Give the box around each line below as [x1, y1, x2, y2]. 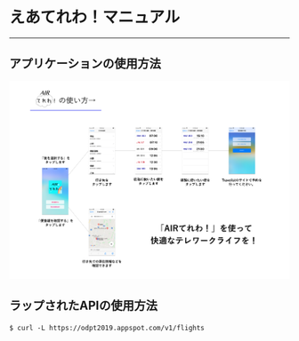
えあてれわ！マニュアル [9, 7, 181, 28]
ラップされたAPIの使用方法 [9, 298, 158, 313]
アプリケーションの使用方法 [9, 56, 162, 71]
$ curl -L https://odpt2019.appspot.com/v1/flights [9, 323, 205, 332]
